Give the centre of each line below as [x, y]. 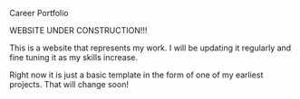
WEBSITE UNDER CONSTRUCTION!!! [78, 30]
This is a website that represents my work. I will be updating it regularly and [150, 48]
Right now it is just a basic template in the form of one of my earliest [136, 75]
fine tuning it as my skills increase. [74, 57]
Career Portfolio [39, 13]
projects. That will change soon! [69, 84]
